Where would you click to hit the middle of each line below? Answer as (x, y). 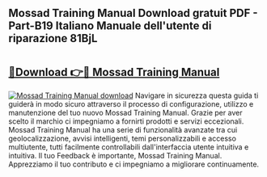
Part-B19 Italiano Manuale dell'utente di (110, 26)
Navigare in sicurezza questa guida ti (197, 95)
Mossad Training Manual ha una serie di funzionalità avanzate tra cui (123, 130)
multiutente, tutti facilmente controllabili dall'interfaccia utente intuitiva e (129, 147)
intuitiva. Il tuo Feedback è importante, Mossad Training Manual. (115, 156)
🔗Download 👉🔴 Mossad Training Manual (114, 72)
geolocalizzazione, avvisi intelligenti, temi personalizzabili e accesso (123, 138)
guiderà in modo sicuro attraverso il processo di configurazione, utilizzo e (131, 104)
